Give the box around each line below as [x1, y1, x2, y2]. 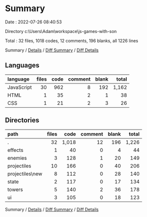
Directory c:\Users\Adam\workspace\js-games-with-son [5, 28, 117, 34]
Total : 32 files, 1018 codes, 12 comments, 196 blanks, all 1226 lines [5, 37, 139, 44]
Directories [5, 116, 40, 124]
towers [7, 186, 23, 193]
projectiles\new [7, 170, 43, 177]
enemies [7, 154, 27, 161]
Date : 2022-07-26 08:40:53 [5, 19, 62, 25]
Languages [5, 61, 40, 69]
